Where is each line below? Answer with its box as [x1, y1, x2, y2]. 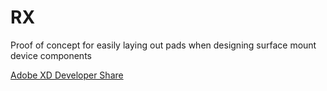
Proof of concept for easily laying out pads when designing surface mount [10, 39, 317, 51]
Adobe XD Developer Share [10, 69, 124, 81]
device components [10, 49, 92, 61]
